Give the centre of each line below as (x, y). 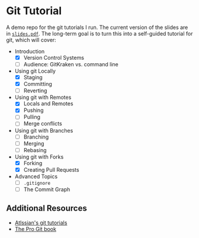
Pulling (32, 117)
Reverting (35, 91)
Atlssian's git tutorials (41, 223)
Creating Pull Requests (51, 169)
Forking (33, 163)
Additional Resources (46, 208)
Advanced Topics (36, 176)
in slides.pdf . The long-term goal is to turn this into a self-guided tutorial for (99, 33)
